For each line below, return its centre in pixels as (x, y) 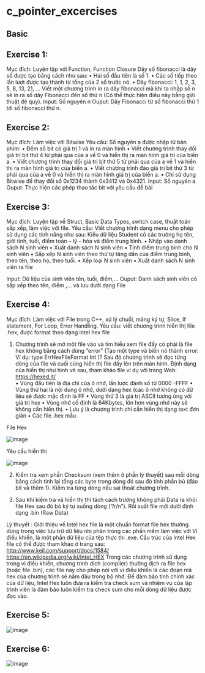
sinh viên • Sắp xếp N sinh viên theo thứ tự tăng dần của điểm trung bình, (99, 254)
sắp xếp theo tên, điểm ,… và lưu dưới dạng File (66, 285)
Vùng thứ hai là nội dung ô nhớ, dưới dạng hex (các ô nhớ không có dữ (104, 389)
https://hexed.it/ (35, 377)
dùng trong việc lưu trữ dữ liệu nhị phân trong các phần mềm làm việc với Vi (102, 531)
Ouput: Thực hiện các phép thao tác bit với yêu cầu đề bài (80, 188)
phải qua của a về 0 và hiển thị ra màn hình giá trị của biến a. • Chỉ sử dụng (101, 175)
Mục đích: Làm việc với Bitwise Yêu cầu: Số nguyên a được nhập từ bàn (97, 142)
